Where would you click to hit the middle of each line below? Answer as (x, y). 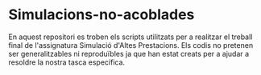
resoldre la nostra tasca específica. (67, 62)
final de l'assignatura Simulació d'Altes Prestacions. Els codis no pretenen (131, 45)
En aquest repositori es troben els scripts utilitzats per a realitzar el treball (130, 37)
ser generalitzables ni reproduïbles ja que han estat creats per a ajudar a (129, 53)
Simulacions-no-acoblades (101, 15)
